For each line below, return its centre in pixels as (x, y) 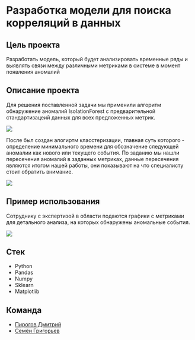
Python (23, 266)
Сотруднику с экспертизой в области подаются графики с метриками (95, 216)
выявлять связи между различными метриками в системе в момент (93, 65)
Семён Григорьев (37, 331)
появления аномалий (33, 72)
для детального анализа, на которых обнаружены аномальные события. (98, 222)
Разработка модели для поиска (89, 10)
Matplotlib (27, 291)
